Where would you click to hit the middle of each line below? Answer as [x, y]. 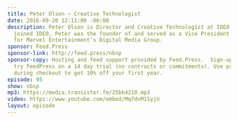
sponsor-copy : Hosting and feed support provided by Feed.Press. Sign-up [120, 60]
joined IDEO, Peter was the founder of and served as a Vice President [122, 34]
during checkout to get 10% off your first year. [88, 73]
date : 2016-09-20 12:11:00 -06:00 [58, 20]
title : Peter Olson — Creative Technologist [74, 14]
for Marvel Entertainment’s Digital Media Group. [88, 40]
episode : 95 [25, 79]
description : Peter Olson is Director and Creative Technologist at [110, 27]
